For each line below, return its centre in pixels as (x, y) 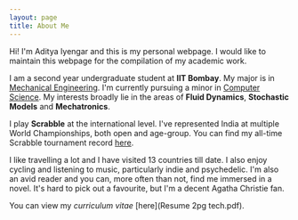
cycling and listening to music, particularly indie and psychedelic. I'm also (144, 169)
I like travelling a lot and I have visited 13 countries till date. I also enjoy (138, 159)
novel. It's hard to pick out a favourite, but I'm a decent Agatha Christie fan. (147, 188)
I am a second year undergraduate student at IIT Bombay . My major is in (142, 77)
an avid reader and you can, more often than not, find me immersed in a (141, 178)
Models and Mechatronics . (60, 106)
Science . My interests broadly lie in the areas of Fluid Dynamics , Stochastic (149, 97)
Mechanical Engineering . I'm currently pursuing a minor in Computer (135, 87)
